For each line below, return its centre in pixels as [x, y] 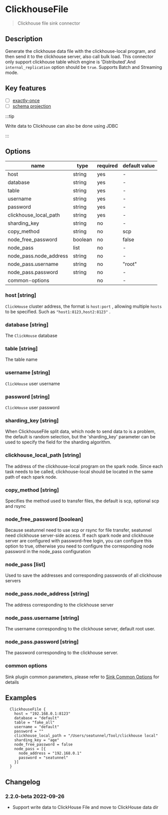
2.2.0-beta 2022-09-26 [35, 796]
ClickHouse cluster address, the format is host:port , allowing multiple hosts [83, 306]
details [12, 682]
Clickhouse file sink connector [49, 23]
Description [24, 39]
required [107, 165]
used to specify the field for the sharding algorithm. [58, 442]
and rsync [16, 506]
